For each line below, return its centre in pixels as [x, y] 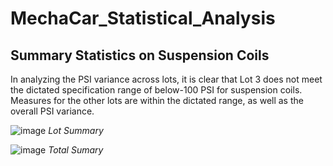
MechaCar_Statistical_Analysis [143, 18]
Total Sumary [76, 150]
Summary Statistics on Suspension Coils [140, 55]
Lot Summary [76, 130]
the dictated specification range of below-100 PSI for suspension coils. [156, 90]
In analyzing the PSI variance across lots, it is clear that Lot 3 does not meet [166, 79]
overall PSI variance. [52, 111]
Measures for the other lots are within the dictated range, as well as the [157, 100]
